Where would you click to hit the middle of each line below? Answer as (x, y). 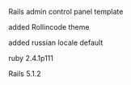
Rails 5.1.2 (25, 74)
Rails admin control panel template (66, 12)
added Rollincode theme (49, 27)
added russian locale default (56, 42)
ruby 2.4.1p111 (31, 58)
